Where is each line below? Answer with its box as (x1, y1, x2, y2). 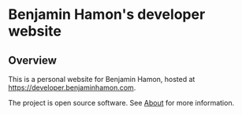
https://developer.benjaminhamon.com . (8, 83, 136, 92)
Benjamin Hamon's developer (8, 6, 206, 24)
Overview (8, 54, 58, 67)
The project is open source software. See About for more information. (8, 98, 235, 107)
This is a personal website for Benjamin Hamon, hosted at (8, 75, 195, 83)
